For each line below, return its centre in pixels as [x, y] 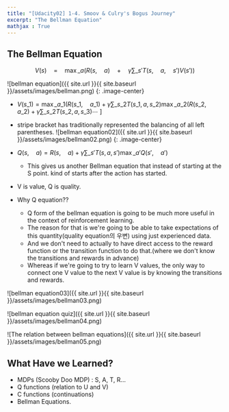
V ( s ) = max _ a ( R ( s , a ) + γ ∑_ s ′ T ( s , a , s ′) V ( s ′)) [115, 71]
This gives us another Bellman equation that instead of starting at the [124, 166]
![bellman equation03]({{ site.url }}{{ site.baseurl [76, 293]
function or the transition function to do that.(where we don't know [121, 251]
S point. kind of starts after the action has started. [97, 173]
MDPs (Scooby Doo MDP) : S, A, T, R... [71, 380]
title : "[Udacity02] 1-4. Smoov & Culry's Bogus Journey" [91, 13]
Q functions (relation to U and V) [63, 387]
